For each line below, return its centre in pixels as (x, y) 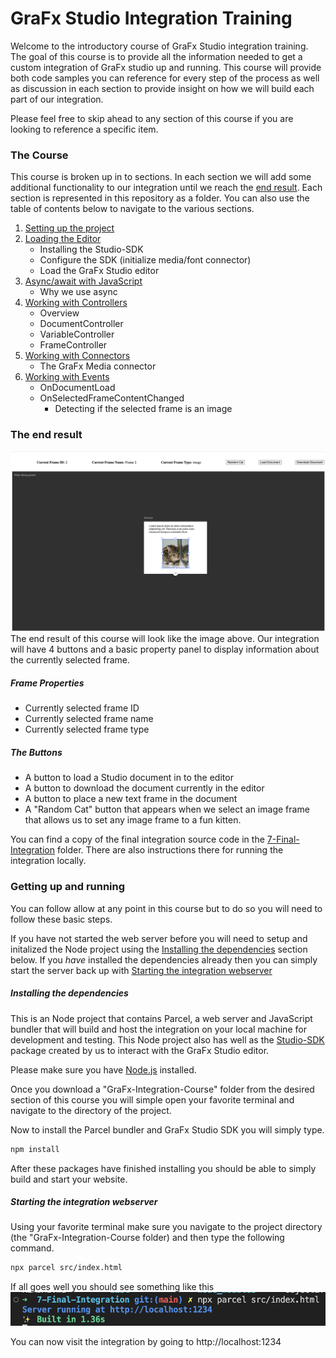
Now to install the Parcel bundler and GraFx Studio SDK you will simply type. (167, 1129)
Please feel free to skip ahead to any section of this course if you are (152, 118)
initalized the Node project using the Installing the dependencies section (159, 949)
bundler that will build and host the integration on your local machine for (158, 1029)
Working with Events (67, 377)
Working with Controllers (76, 303)
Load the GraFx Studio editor (99, 271)
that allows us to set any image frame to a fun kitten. (133, 820)
